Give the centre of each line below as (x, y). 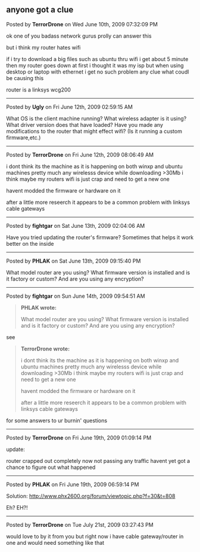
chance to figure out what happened (51, 467)
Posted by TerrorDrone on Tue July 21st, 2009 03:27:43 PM (80, 524)
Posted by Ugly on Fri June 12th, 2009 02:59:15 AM (69, 106)
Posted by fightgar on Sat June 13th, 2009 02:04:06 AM (76, 225)
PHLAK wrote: (38, 307)
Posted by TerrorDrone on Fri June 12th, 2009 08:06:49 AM (80, 154)
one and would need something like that (55, 542)
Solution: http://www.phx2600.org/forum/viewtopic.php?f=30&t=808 (91, 496)
